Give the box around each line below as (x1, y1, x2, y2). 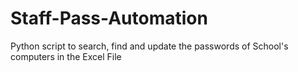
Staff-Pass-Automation (10, 7, 208, 30)
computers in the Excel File (10, 50, 122, 62)
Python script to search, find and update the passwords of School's (10, 40, 289, 52)
